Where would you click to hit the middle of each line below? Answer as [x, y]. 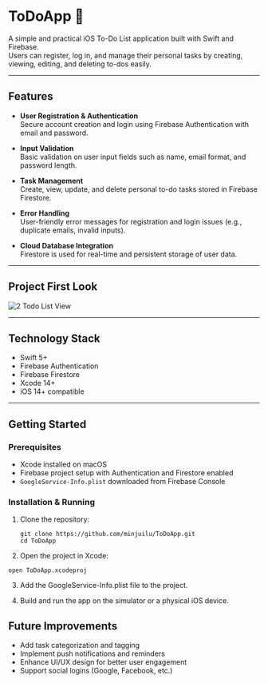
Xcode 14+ [37, 383]
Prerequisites [35, 447]
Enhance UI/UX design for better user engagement [103, 662]
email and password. [54, 133]
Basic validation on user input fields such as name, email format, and [133, 157]
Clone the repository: [55, 519]
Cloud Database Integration [67, 245]
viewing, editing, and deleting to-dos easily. [80, 64]
